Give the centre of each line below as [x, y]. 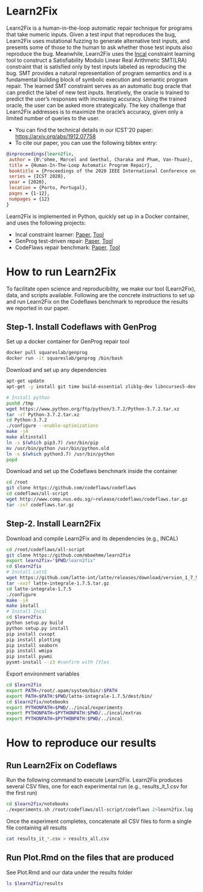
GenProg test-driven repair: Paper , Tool [64, 241]
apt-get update [25, 381]
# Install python [28, 397]
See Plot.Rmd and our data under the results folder [69, 872]
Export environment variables [43, 674]
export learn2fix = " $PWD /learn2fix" [51, 561]
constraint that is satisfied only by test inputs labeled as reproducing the [96, 66]
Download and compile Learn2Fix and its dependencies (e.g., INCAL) [92, 538]
